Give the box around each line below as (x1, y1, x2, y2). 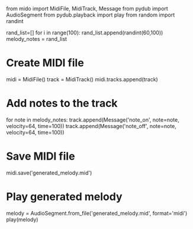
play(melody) (6, 216, 38, 223)
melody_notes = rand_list (6, 36, 67, 42)
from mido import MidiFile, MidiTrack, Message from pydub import (6, 5, 169, 12)
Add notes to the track (6, 97, 118, 110)
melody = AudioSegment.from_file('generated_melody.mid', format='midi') (6, 209, 188, 217)
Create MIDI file (6, 56, 84, 70)
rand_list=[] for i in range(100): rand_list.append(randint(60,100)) (6, 29, 163, 36)
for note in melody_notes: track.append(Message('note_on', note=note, (6, 116, 179, 123)
